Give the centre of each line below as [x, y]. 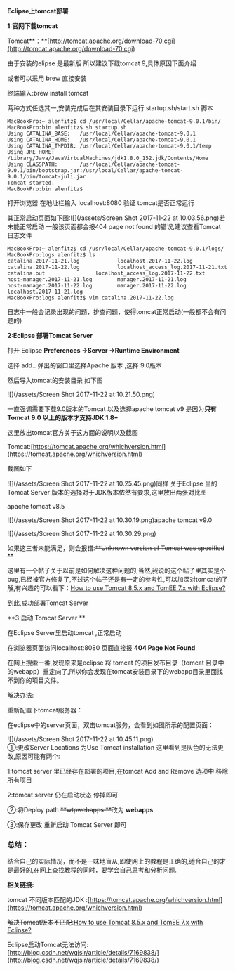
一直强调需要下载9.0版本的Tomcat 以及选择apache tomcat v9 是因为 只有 [112, 409]
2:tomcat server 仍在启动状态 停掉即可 [63, 795]
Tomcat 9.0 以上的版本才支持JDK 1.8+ [63, 418]
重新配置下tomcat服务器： [45, 710]
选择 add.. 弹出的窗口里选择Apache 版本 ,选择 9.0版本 [85, 365]
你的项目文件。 [41, 680]
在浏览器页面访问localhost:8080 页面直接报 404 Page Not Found [101, 648]
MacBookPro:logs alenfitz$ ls [52, 255]
